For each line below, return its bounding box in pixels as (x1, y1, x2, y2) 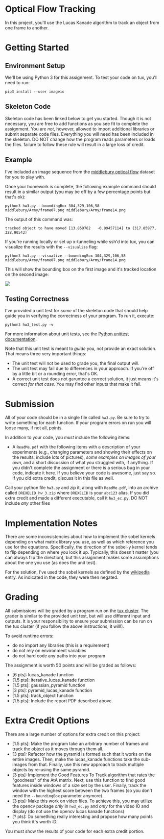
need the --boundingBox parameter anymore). (12, 793, 104, 799)
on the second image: (5, 271, 49, 277)
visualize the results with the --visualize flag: (5, 244, 98, 249)
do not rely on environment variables (12, 648, 87, 654)
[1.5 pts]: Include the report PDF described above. (12, 698, 113, 704)
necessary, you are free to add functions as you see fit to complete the (5, 121, 148, 126)
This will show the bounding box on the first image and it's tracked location (5, 266, 157, 272)
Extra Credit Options (5, 715, 90, 726)
